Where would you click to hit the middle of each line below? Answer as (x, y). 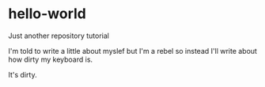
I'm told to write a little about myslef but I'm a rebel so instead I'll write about (132, 51)
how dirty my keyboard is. (51, 59)
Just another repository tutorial (59, 36)
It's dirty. (23, 74)
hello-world (47, 14)
